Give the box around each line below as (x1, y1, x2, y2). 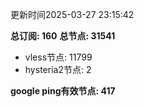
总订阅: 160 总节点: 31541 (10, 30, 116, 42)
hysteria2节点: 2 (24, 64, 92, 75)
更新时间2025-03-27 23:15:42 (10, 9, 135, 20)
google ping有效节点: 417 (10, 85, 116, 97)
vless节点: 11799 (24, 51, 93, 63)
